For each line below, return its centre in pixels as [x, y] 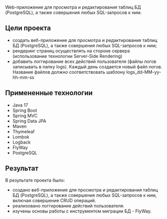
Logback [21, 142]
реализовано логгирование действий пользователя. [68, 206]
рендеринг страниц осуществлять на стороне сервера [71, 51]
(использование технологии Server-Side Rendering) [67, 56]
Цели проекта [28, 28]
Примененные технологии [49, 93]
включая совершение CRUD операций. [54, 201]
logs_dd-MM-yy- [144, 72]
